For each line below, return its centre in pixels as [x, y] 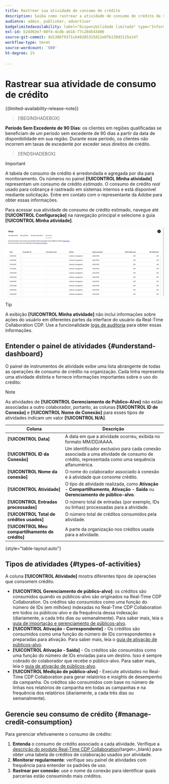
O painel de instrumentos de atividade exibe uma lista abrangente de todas [83, 366]
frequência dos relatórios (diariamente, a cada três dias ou [73, 693]
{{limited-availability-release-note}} [42, 109]
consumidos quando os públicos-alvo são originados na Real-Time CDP [87, 597]
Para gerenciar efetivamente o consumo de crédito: [59, 734]
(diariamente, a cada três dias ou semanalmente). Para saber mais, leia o [88, 618]
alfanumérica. [79, 465]
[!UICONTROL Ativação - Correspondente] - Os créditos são [76, 629]
